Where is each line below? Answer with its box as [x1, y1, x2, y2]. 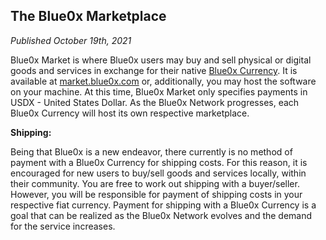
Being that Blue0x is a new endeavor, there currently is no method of [10, 145, 293, 158]
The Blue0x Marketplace [10, 8, 167, 25]
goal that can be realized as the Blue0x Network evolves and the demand [10, 209, 313, 221]
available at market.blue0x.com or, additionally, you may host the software [10, 75, 317, 87]
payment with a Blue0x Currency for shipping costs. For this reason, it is [10, 156, 308, 168]
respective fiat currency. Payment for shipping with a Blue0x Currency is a [10, 199, 317, 211]
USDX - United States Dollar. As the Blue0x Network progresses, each [10, 96, 300, 108]
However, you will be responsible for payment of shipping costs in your [10, 188, 303, 200]
